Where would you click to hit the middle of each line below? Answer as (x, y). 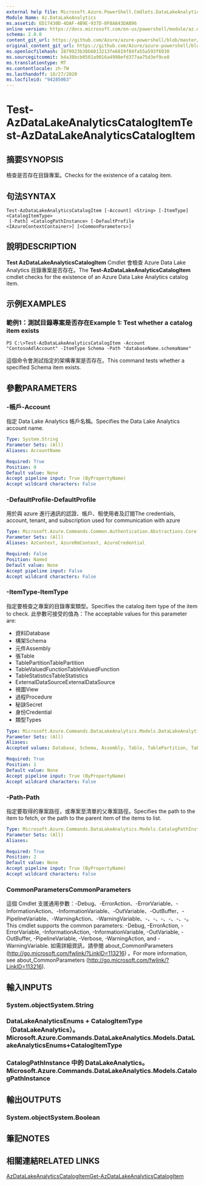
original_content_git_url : (40, 46)
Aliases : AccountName (34, 450)
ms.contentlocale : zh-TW (38, 68)
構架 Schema (31, 640)
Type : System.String (32, 439)
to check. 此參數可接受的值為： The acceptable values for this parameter (97, 614)
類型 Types (28, 719)
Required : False (27, 554)
